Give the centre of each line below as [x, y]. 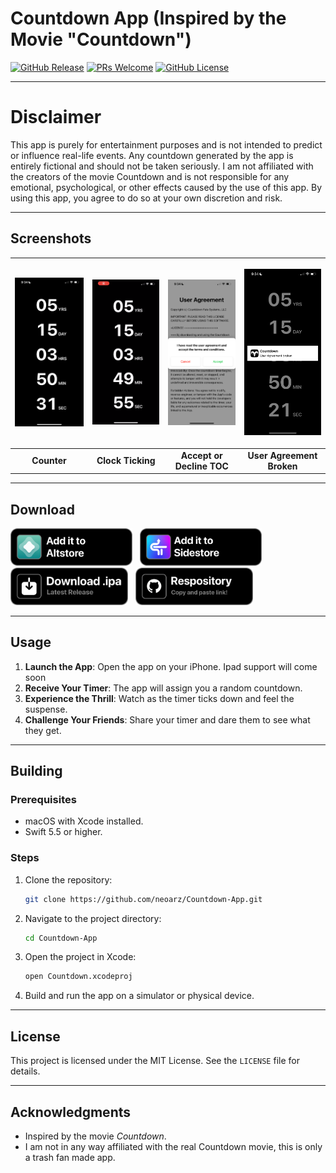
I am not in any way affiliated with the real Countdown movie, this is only [173, 1146]
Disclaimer [56, 117]
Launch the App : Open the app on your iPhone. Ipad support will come [171, 666]
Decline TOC [201, 466]
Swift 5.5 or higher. [63, 832]
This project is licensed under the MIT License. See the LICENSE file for [155, 1061]
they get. [43, 730]
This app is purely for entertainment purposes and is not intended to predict [166, 144]
